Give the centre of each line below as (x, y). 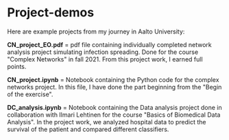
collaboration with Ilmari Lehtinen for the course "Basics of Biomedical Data (114, 115)
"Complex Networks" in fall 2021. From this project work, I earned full (105, 59)
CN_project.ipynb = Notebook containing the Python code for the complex (113, 79)
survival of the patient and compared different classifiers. (88, 129)
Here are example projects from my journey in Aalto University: (96, 31)
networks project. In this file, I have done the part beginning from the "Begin (114, 87)
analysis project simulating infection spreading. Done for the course (103, 52)
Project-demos (51, 13)
